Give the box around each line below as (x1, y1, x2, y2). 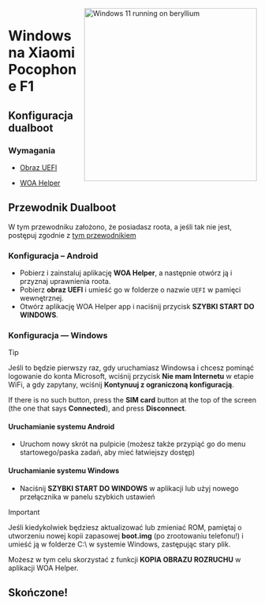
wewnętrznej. (19, 293, 65, 303)
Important (8, 507, 40, 516)
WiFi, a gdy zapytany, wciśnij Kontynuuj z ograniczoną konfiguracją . (8, 380, 234, 390)
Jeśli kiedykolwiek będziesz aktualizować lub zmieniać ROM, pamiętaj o (8, 522, 242, 532)
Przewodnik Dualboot (8, 201, 117, 214)
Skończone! (8, 586, 69, 599)
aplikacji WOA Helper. (8, 563, 79, 573)
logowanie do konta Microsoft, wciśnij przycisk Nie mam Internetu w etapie (8, 372, 254, 381)
